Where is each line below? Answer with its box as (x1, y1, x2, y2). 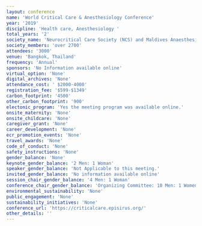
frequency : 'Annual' (6, 59, 58, 65)
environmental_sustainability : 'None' (6, 188, 103, 194)
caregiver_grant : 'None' (6, 121, 69, 127)
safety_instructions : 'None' (6, 149, 79, 155)
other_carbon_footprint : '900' (6, 98, 85, 104)
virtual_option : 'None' (6, 71, 66, 77)
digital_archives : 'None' (6, 76, 71, 82)
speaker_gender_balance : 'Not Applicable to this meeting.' (6, 166, 161, 172)
